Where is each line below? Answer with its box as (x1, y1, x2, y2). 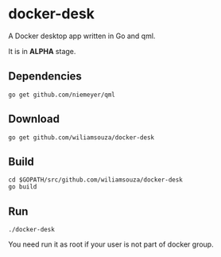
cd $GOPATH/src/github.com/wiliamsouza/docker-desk (8, 176, 183, 184)
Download (8, 112, 60, 126)
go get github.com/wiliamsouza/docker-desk (8, 133, 155, 142)
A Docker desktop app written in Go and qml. (8, 31, 156, 41)
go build (8, 183, 37, 191)
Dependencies (8, 69, 82, 84)
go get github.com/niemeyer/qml (8, 91, 115, 99)
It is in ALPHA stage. (8, 46, 76, 56)
